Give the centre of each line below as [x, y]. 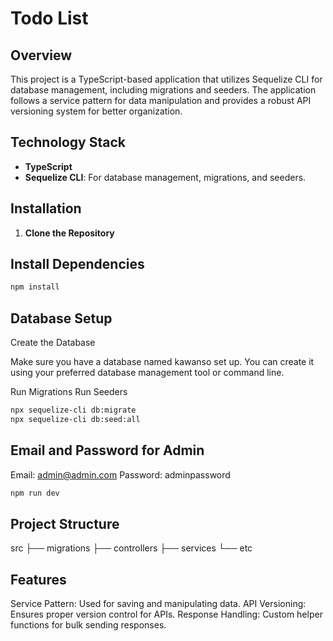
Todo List [49, 18]
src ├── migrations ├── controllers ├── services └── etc [131, 548]
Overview [41, 55]
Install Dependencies [77, 264]
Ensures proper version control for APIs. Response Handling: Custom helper [166, 614]
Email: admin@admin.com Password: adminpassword [120, 474]
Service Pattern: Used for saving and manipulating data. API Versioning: [158, 604]
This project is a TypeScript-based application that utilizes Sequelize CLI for [166, 79]
